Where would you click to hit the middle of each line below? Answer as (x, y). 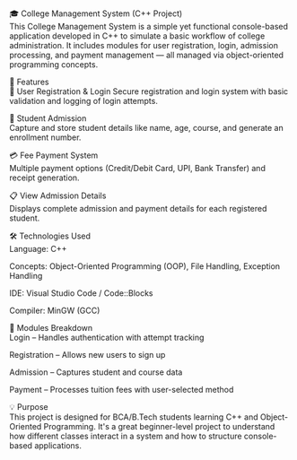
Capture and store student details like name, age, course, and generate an (147, 128)
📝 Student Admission (48, 118)
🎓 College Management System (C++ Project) (96, 13)
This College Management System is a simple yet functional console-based (149, 26)
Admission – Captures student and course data (96, 372)
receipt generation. (44, 178)
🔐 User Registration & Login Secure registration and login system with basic (149, 91)
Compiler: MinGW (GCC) (55, 310)
